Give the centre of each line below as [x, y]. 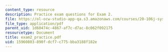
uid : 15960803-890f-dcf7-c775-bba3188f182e [51, 42]
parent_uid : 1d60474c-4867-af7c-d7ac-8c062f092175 [59, 28]
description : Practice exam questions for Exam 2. [59, 14]
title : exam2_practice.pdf [33, 38]
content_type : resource [30, 10]
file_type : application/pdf [34, 24]
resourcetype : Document [30, 33]
